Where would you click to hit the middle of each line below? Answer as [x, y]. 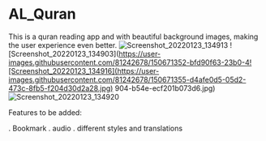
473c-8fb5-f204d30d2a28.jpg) [61, 88]
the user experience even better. [63, 45]
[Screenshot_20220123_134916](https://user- [84, 70]
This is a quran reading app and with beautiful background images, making [133, 36]
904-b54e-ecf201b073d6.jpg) [165, 88]
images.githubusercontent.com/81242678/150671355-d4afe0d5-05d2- [127, 79]
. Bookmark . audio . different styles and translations [96, 128]
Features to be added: [45, 112]
